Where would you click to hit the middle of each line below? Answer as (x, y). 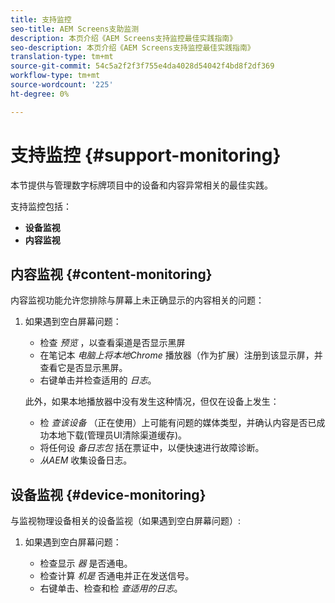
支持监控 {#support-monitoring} (146, 155)
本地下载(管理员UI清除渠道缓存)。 (117, 435)
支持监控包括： (41, 206)
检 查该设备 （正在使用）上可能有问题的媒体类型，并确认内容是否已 (178, 423)
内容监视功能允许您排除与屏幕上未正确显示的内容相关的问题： (137, 300)
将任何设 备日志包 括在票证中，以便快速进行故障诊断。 (152, 448)
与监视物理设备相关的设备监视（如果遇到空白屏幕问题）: (126, 521)
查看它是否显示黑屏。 (83, 368)
